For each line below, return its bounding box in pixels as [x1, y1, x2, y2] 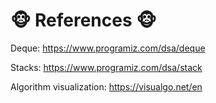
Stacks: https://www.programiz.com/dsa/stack [10, 61, 203, 73]
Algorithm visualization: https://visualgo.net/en [10, 80, 203, 93]
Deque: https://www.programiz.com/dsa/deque [10, 42, 206, 54]
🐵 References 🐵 [10, 9, 157, 32]
